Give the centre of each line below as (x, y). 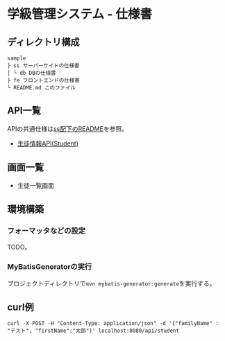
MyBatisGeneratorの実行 (50, 267)
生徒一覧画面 (35, 185)
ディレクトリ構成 (43, 42)
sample (17, 58)
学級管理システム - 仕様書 (80, 14)
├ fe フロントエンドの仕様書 (43, 80)
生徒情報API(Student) (48, 143)
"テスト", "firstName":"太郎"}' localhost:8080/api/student (93, 331)
